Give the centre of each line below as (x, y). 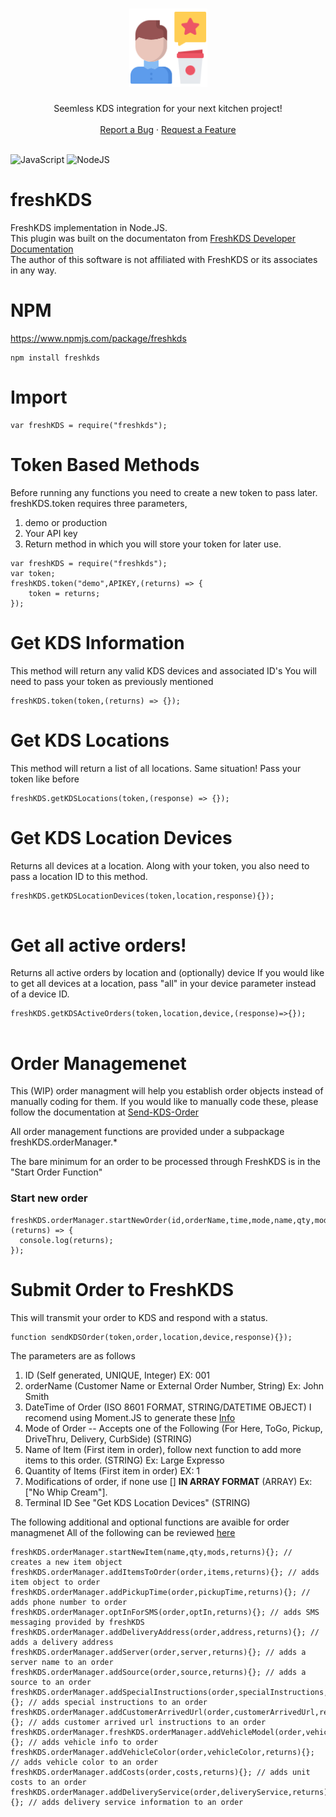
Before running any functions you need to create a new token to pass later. (164, 492)
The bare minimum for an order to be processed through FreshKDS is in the (165, 1162)
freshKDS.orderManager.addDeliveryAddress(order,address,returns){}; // (165, 1632)
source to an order (51, 1682)
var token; (33, 573)
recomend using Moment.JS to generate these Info (130, 1417)
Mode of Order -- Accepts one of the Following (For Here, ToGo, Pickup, (173, 1428)
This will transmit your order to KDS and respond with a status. (139, 1317)
